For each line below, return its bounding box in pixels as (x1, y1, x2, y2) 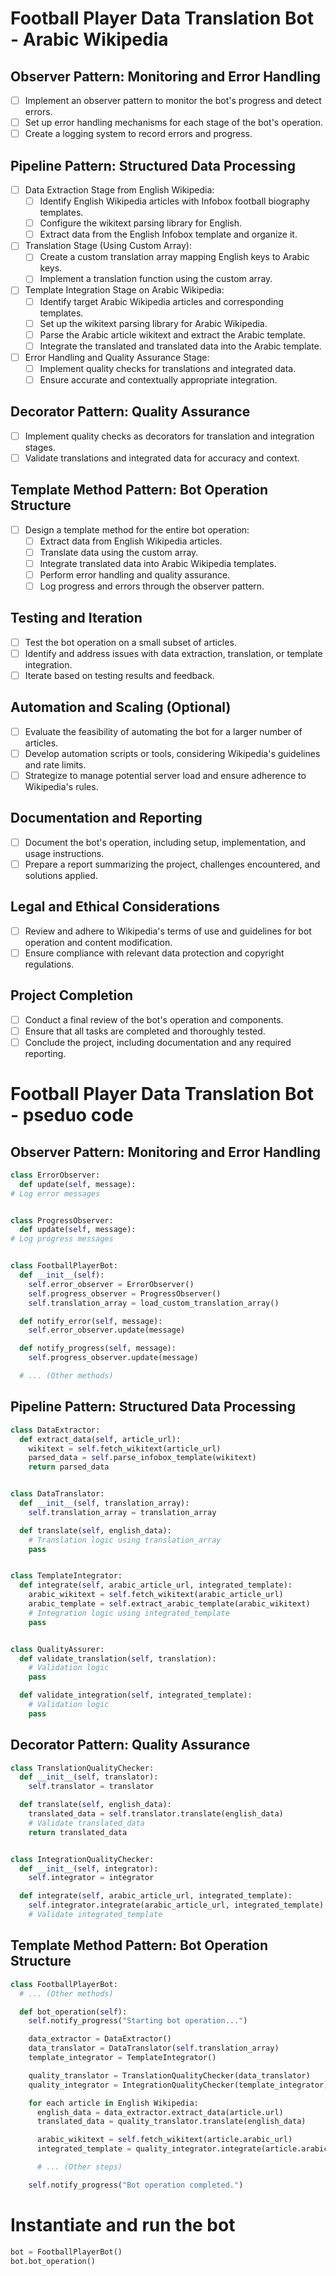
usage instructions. (24, 847, 105, 859)
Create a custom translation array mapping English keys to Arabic (39, 251, 310, 263)
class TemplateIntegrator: (10, 1571, 123, 1581)
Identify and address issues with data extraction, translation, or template (24, 647, 323, 659)
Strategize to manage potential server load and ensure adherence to (24, 770, 307, 781)
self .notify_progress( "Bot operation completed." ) (28, 2180, 244, 2190)
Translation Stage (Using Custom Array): (24, 240, 192, 252)
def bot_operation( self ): (19, 2007, 128, 2017)
